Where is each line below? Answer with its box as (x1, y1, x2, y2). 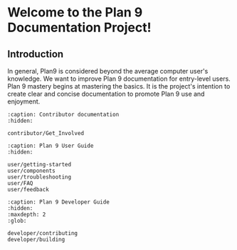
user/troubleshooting (7, 174, 72, 181)
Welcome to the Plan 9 (7, 4, 143, 21)
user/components (7, 167, 56, 174)
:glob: (7, 217, 27, 224)
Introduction (7, 48, 64, 60)
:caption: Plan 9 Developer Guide (7, 199, 110, 206)
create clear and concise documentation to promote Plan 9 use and (7, 90, 205, 98)
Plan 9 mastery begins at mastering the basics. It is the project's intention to (7, 82, 231, 90)
